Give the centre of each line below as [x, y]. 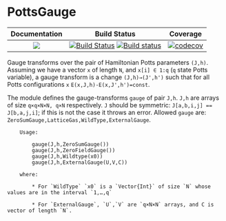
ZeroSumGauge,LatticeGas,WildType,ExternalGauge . [79, 119]
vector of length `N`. [40, 211]
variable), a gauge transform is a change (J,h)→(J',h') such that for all [109, 77]
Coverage [185, 34]
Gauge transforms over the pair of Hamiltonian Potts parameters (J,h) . [108, 62]
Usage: [29, 132]
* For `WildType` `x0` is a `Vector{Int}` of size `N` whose [122, 187]
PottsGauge [42, 12]
